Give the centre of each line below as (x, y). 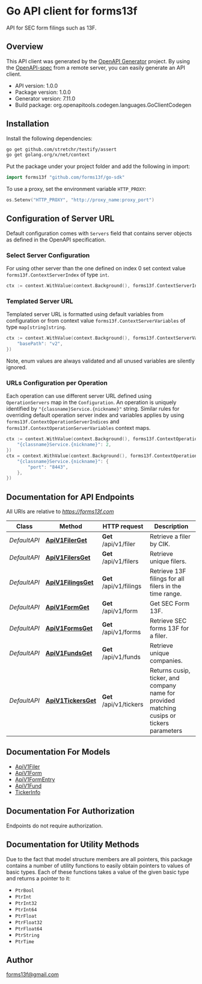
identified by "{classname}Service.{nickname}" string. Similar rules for (93, 409)
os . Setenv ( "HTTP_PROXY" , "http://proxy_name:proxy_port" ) (80, 200)
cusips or (163, 716)
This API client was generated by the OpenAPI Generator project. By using (98, 61)
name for (162, 693)
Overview (25, 47)
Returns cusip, (170, 671)
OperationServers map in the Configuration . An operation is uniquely (91, 402)
